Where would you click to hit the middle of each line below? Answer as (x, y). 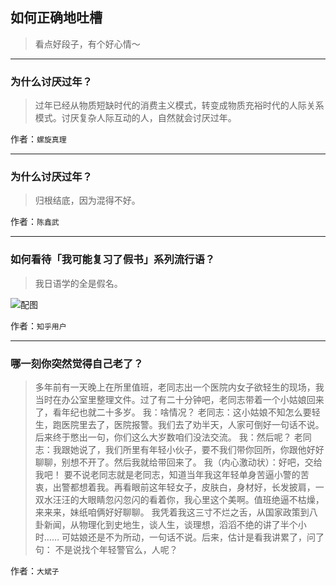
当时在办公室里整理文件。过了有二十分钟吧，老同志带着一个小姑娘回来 (179, 399)
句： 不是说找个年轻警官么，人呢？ (106, 549)
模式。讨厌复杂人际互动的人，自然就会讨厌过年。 (135, 118)
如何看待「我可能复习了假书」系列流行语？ (113, 260)
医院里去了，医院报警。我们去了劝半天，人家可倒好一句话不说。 (193, 424)
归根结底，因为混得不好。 (87, 200)
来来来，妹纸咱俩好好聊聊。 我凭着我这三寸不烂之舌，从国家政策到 (172, 512)
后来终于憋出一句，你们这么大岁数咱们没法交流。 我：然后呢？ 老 (168, 437)
